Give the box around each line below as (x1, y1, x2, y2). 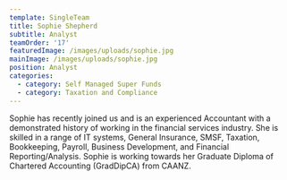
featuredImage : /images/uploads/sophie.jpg (9, 47, 174, 56)
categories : (9, 72, 54, 81)
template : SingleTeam (9, 13, 90, 22)
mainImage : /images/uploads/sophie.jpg (9, 55, 158, 64)
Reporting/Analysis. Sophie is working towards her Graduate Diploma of (9, 150, 274, 161)
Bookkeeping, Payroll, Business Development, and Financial (9, 141, 230, 152)
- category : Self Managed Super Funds (17, 80, 163, 89)
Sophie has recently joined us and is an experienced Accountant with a (9, 113, 271, 124)
